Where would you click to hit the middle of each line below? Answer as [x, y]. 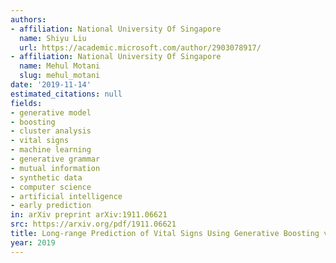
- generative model [51, 112]
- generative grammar [55, 159]
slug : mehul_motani [60, 76]
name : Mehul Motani [60, 66]
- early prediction [51, 206]
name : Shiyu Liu [53, 38]
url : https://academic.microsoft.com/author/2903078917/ [140, 47]
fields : [26, 103]
